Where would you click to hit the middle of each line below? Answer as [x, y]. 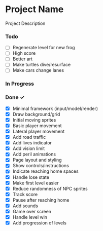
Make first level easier [36, 183]
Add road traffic [29, 137]
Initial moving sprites [34, 120]
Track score [25, 194]
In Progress [20, 84]
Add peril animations [34, 154]
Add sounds [25, 206]
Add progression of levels [40, 223]
